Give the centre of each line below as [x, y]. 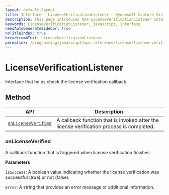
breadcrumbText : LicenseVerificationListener [54, 38]
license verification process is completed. [106, 126]
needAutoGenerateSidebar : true [38, 29]
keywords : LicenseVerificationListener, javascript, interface [73, 24]
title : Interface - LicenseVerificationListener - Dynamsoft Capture [80, 15]
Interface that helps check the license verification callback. [66, 82]
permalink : [17, 43]
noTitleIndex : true [26, 33]
